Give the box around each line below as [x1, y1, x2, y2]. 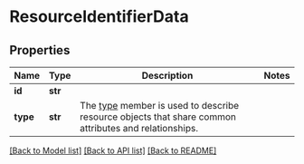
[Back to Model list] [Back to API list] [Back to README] [9, 145, 217, 156]
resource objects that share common [80, 111, 237, 123]
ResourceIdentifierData [9, 6, 189, 27]
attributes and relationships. [80, 122, 199, 134]
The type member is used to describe [80, 100, 240, 111]
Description [141, 70, 194, 82]
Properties [9, 43, 71, 58]
